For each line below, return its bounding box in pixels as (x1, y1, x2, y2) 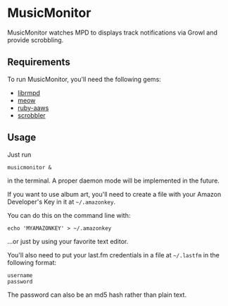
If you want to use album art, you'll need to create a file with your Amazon (7, 190, 222, 198)
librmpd (17, 88, 41, 97)
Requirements (7, 56, 70, 68)
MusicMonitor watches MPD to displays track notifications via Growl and (7, 28, 218, 37)
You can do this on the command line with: (7, 211, 131, 219)
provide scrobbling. (7, 35, 64, 44)
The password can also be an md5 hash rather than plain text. (7, 290, 187, 299)
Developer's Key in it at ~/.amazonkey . (7, 197, 116, 206)
